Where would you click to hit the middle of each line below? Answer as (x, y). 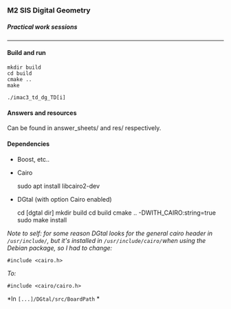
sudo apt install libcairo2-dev (58, 186)
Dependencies (29, 144)
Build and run (26, 53)
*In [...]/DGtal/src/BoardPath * (53, 299)
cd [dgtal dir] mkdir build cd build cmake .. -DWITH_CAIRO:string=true (117, 213)
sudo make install (42, 220)
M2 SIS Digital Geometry (49, 10)
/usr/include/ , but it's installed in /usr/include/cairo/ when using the (107, 240)
